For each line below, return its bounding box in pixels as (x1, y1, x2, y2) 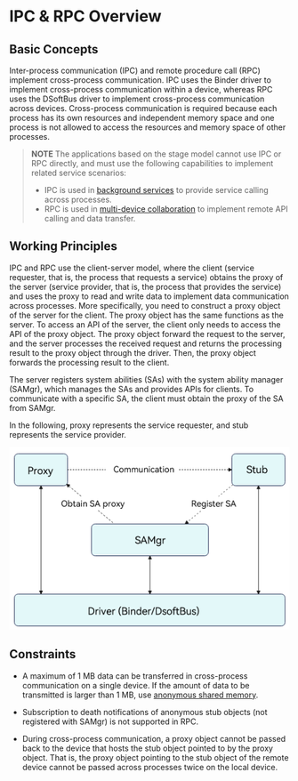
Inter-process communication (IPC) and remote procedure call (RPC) (9, 65, 261, 76)
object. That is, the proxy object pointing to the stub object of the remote (21, 752, 289, 762)
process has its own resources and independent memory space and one (9, 113, 275, 123)
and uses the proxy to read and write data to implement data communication (9, 291, 289, 302)
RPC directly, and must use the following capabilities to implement (30, 158, 274, 168)
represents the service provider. (9, 429, 127, 439)
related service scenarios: (30, 167, 127, 178)
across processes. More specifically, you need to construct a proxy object (9, 300, 281, 310)
